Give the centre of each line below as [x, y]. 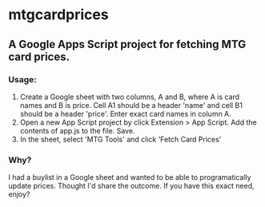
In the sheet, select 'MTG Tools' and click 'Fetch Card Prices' [120, 139]
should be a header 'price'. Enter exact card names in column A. [126, 113]
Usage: [23, 79]
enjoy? [19, 194]
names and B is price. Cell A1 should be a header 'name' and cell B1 [131, 105]
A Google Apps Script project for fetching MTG [127, 44]
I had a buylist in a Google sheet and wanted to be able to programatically [130, 177]
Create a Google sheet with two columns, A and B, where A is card [130, 97]
